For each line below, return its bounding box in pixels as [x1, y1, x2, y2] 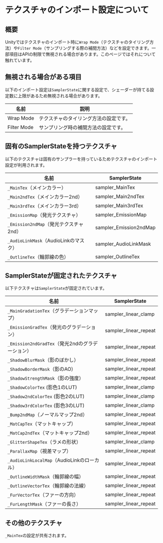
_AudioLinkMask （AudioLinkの [7, 237, 75, 244]
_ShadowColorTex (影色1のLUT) [7, 384, 78, 391]
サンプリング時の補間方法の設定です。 [38, 124, 126, 131]
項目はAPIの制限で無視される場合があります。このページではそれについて [9, 52, 156, 57]
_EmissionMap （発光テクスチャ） [7, 211, 81, 218]
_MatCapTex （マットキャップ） [7, 420, 76, 427]
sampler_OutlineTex [95, 253, 140, 260]
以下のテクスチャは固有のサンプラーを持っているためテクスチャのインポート [5, 156, 158, 162]
